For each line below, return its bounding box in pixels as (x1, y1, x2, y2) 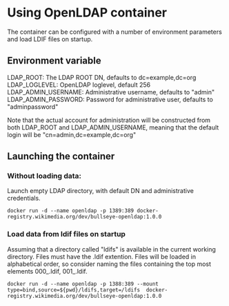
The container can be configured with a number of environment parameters (7, 28, 222, 36)
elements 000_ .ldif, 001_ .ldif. (7, 267, 88, 275)
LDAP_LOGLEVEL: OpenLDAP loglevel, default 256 (7, 81, 150, 89)
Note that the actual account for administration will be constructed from (7, 116, 211, 124)
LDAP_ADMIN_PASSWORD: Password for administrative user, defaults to (7, 95, 214, 103)
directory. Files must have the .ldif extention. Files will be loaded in (7, 252, 197, 261)
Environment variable (7, 55, 101, 67)
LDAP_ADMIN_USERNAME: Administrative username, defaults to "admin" (7, 88, 215, 96)
